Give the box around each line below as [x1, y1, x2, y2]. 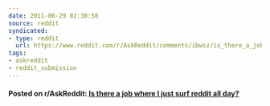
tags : [8, 49, 27, 57]
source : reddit [8, 19, 59, 27]
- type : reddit [8, 34, 59, 43]
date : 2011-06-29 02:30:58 [8, 11, 99, 20]
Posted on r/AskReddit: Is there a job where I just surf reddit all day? [8, 89, 239, 99]
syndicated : [8, 26, 48, 35]
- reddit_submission [8, 64, 78, 72]
